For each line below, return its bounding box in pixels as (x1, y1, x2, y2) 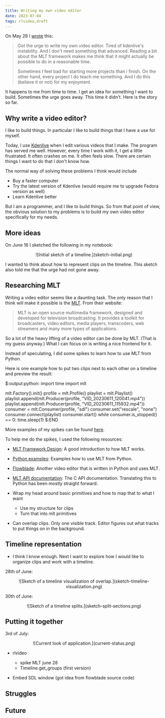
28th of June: (5, 568, 33, 574)
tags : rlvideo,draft (5, 19, 48, 24)
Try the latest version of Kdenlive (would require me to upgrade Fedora (12, 183, 159, 189)
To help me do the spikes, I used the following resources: (5, 436, 123, 442)
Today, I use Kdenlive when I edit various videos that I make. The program (5, 142, 157, 148)
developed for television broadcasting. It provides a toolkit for (17, 315, 144, 321)
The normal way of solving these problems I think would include (5, 168, 137, 174)
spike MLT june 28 (19, 660, 58, 666)
